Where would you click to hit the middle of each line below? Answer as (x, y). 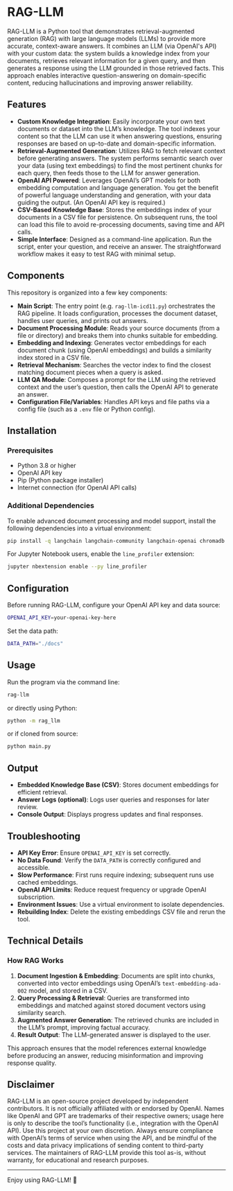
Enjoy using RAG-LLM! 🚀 (42, 1180)
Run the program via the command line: (63, 682)
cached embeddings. (48, 882)
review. (27, 807)
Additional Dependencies (51, 505)
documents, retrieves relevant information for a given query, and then (106, 60)
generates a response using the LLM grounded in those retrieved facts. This (116, 68)
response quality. (32, 1063)
